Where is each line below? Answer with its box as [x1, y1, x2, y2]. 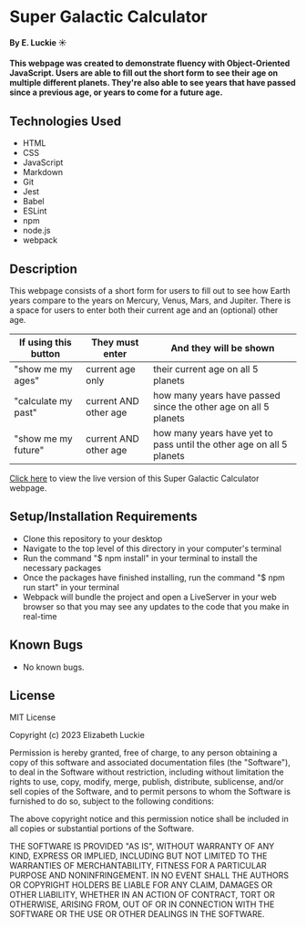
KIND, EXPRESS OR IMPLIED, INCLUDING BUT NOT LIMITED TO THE [9, 850, 268, 861]
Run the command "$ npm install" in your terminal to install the [22, 552, 258, 563]
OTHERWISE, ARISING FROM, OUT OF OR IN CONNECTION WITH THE [9, 899, 275, 910]
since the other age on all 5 [153, 401, 270, 412]
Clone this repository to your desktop [22, 533, 163, 544]
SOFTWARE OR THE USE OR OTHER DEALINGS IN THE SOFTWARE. [9, 909, 265, 920]
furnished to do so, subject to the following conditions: [9, 796, 214, 807]
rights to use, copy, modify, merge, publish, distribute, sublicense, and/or [9, 776, 284, 787]
